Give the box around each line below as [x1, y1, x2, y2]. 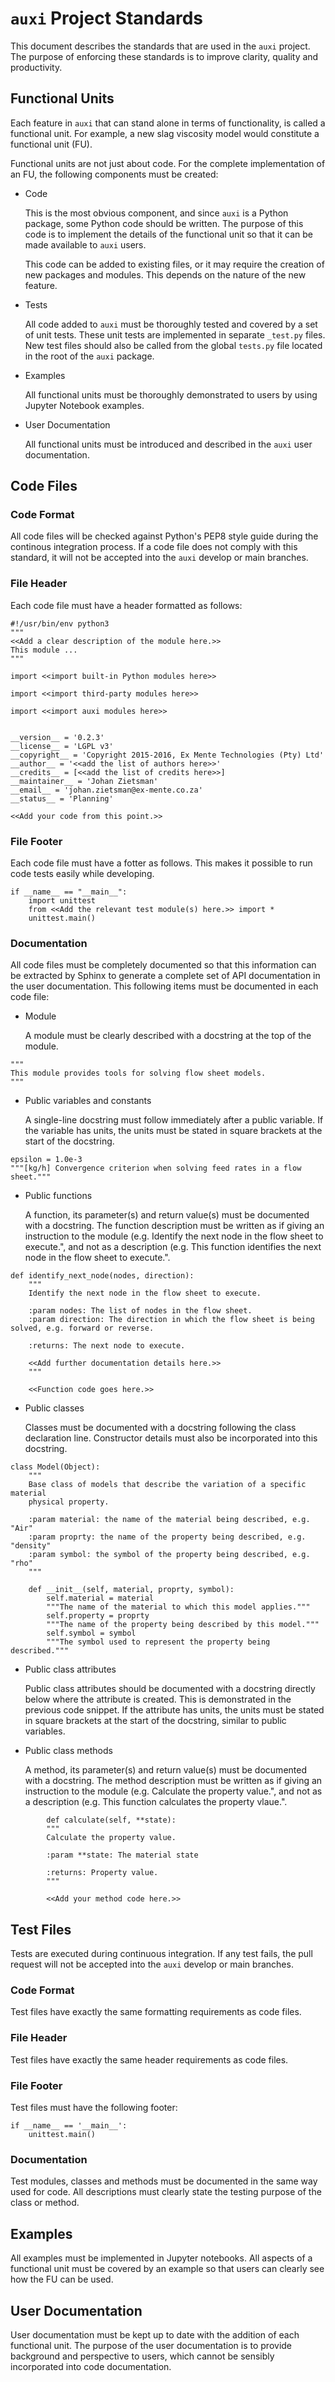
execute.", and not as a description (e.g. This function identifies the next [24, 1241, 322, 1253]
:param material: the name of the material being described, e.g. [28, 1515, 311, 1525]
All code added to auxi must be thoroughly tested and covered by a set [24, 318, 318, 330]
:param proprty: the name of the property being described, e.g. [28, 1532, 307, 1542]
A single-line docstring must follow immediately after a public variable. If [24, 1114, 324, 1126]
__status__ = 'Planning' [10, 793, 114, 804]
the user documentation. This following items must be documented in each [10, 980, 319, 992]
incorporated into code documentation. [10, 2360, 172, 2372]
